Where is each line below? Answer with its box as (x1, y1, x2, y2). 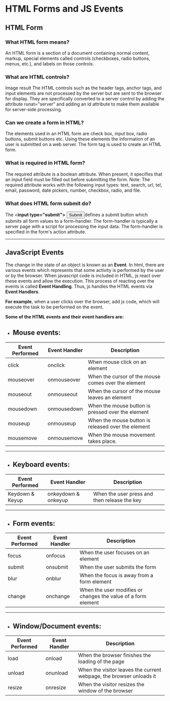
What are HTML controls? (5, 73, 70, 80)
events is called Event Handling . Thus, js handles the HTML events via (5, 283, 153, 289)
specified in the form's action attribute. (5, 229, 87, 235)
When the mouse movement (88, 431, 155, 438)
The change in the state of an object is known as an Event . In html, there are (5, 262, 164, 268)
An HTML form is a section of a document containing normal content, (5, 50, 150, 56)
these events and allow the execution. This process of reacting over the (5, 277, 154, 284)
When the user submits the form (79, 564, 156, 571)
